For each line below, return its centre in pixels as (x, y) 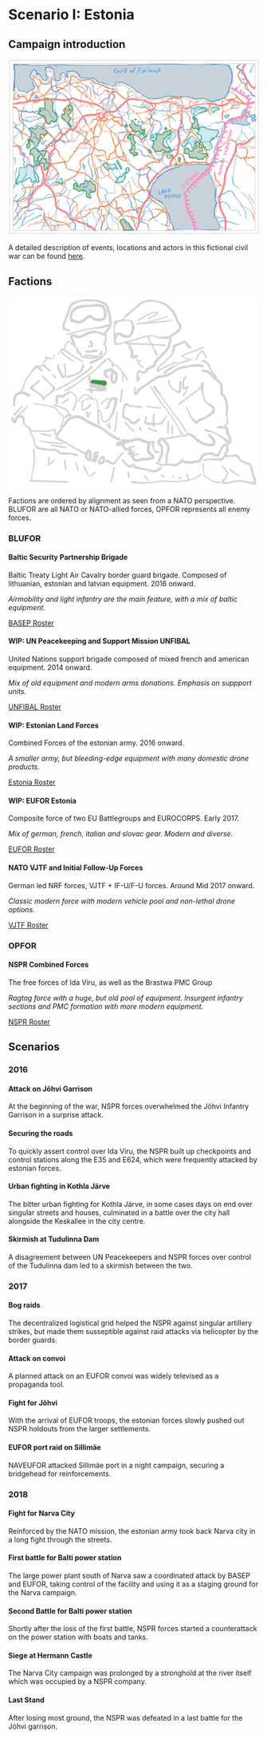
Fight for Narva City (42, 1513)
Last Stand (27, 1700)
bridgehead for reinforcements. (60, 1473)
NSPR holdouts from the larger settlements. (80, 1429)
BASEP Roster (31, 623)
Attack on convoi (37, 1358)
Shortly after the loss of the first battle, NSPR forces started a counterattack (133, 1629)
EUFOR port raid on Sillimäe (55, 1447)
